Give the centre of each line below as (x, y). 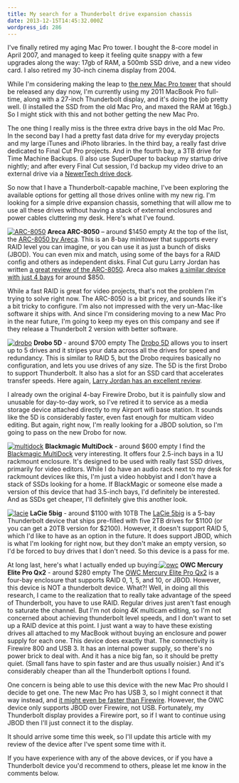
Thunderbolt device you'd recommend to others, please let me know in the (117, 766)
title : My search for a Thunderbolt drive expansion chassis (100, 14)
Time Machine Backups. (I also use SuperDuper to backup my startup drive (118, 158)
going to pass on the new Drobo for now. (67, 433)
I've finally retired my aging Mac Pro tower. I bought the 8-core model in (113, 48)
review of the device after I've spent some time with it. (87, 744)
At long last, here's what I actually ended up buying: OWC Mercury (115, 565)
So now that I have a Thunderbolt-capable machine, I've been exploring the (118, 188)
